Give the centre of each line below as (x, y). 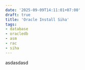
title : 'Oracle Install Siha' (37, 19)
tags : (11, 24)
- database (17, 29)
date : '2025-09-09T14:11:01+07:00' (43, 10)
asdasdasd (17, 62)
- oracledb (17, 34)
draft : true (18, 15)
